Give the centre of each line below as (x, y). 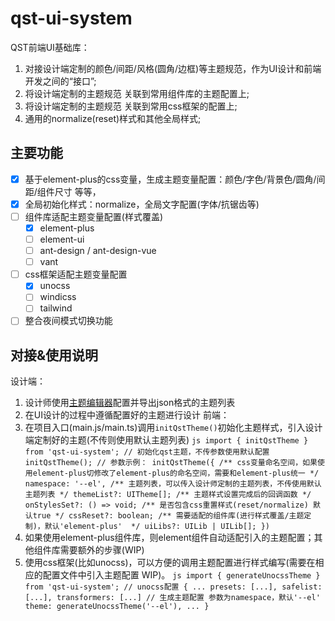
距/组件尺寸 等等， (63, 191)
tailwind (56, 308)
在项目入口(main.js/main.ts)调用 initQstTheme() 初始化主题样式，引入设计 (173, 428)
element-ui (62, 239)
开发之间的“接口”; (60, 81)
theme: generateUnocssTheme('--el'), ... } (117, 607)
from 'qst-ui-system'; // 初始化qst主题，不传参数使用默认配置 (147, 452)
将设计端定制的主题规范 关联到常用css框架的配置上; (131, 106)
